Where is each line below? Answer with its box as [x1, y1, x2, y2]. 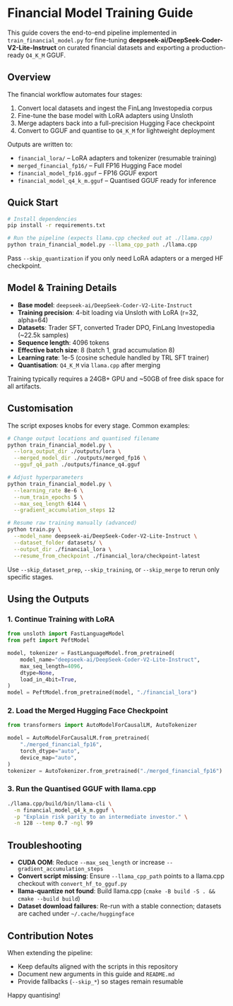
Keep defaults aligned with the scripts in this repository [17, 962, 179, 971]
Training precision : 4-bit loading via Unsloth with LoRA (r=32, [17, 308, 199, 316]
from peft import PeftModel [7, 637, 90, 644]
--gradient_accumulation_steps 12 [13, 507, 115, 514]
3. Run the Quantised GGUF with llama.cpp [7, 784, 157, 794]
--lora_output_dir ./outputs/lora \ [13, 448, 121, 455]
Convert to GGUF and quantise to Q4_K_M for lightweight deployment [17, 126, 215, 135]
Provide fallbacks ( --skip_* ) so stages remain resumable [17, 977, 184, 986]
